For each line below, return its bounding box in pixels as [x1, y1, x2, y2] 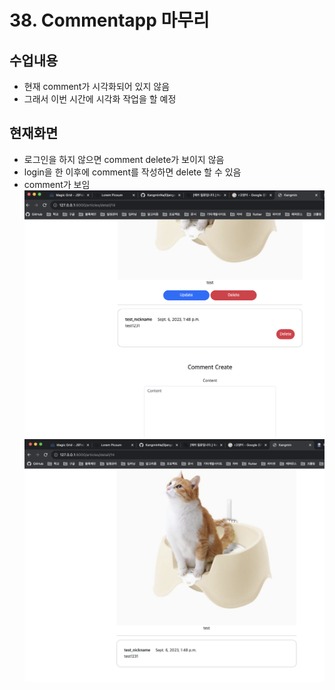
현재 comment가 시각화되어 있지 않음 [23, 81, 171, 92]
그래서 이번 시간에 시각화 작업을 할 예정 [23, 93, 177, 105]
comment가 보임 [23, 178, 91, 190]
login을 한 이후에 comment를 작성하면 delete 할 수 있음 [23, 166, 242, 178]
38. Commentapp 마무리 [9, 9, 210, 32]
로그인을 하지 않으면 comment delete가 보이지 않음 [23, 153, 225, 165]
